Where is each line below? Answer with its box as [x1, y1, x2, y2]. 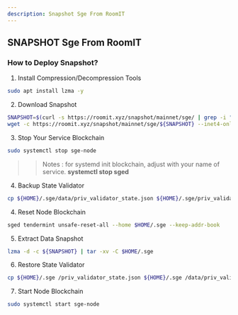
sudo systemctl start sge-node [7, 301, 100, 308]
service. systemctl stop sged [42, 167, 130, 176]
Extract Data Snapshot [17, 234, 84, 243]
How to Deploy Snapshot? [7, 57, 98, 67]
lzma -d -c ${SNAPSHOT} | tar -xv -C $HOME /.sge [7, 248, 154, 255]
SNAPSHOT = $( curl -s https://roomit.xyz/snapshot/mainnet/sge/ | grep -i [7, 114, 227, 121]
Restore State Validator [17, 260, 85, 269]
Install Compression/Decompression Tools [17, 74, 142, 82]
